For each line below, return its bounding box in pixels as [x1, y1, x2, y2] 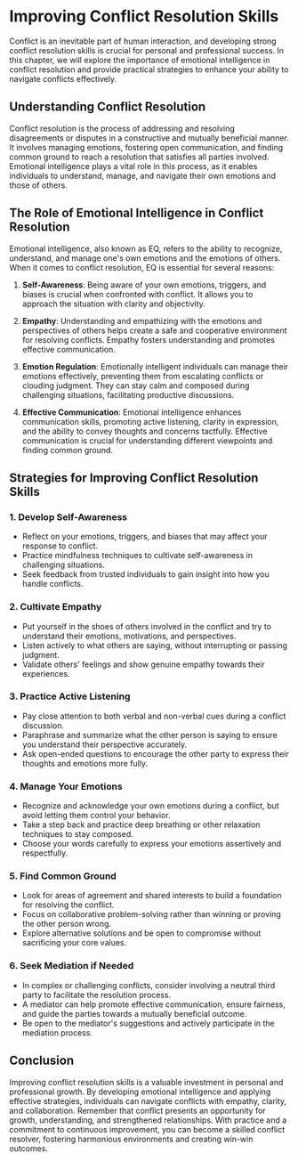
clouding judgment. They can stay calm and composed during [21, 380, 250, 391]
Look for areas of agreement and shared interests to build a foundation [21, 890, 282, 901]
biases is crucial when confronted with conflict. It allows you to [21, 288, 254, 299]
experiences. [21, 668, 70, 678]
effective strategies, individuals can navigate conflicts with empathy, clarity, [9, 1095, 287, 1106]
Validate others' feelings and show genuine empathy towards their [21, 659, 265, 670]
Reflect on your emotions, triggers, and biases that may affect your [21, 532, 269, 542]
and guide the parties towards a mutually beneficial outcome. [21, 1008, 247, 1019]
